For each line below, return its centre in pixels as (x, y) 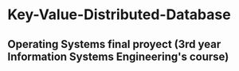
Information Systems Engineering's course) (118, 56)
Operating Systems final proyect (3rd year (114, 44)
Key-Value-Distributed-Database (119, 15)
